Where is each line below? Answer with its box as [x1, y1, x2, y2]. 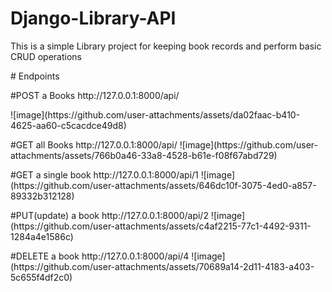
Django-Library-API [10, 7, 177, 30]
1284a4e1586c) [10, 230, 74, 242]
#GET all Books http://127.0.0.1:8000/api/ [10, 138, 178, 151]
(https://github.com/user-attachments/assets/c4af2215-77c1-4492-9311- [10, 220, 312, 232]
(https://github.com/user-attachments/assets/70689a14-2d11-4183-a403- [10, 260, 315, 272]
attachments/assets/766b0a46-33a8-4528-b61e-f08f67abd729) [10, 149, 278, 161]
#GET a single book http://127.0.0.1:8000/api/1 [10, 168, 199, 181]
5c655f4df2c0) [10, 271, 73, 283]
